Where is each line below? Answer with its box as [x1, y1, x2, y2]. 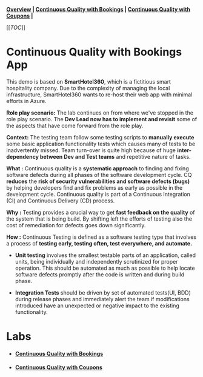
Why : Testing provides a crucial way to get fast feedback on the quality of [6, 209, 195, 216]
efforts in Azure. [6, 97, 47, 104]
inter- [176, 146, 192, 154]
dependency [6, 153, 39, 160]
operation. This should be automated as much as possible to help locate [15, 264, 195, 272]
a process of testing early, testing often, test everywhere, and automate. [6, 239, 193, 247]
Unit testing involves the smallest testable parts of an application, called [15, 252, 196, 259]
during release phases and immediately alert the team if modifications [15, 295, 190, 302]
